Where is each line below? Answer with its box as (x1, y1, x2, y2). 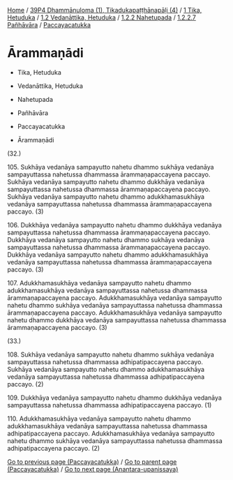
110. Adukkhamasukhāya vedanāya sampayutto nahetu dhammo (7, 414, 191, 423)
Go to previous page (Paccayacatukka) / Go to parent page (7, 457, 177, 466)
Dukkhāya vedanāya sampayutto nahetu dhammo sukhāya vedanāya (7, 235, 204, 243)
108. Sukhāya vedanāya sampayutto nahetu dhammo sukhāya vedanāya (7, 350, 215, 359)
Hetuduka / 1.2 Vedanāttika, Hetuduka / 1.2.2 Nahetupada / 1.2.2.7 (7, 13, 197, 22)
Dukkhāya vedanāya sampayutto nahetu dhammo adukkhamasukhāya (7, 250, 209, 259)
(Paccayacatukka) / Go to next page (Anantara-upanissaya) (7, 465, 179, 473)
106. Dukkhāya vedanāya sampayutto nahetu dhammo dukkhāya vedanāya (7, 220, 222, 229)
